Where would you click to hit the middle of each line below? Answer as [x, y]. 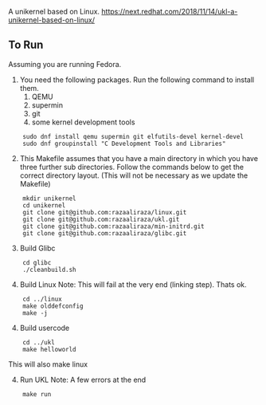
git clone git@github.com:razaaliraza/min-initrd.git [113, 226]
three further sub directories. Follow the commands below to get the [132, 167]
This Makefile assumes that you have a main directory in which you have [139, 158]
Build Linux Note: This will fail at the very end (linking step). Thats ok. [133, 284]
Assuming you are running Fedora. [65, 64]
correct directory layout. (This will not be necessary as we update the [134, 175]
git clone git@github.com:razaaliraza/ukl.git [101, 219]
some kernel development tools [83, 122]
